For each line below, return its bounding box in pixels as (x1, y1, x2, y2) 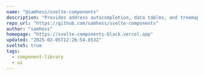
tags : (6, 48, 20, 54)
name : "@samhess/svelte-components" (6, 8, 99, 15)
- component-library (12, 54, 64, 60)
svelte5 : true (6, 43, 42, 49)
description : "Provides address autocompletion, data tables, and (6, 15, 178, 21)
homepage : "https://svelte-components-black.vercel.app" (6, 31, 154, 37)
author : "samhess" (6, 25, 53, 32)
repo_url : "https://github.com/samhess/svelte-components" (6, 20, 159, 26)
